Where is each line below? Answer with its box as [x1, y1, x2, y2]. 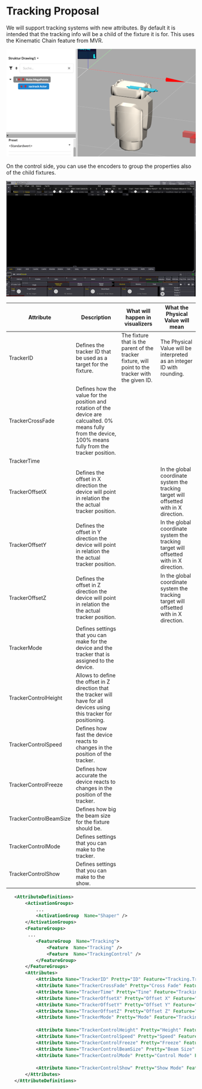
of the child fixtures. [6, 168, 57, 176]
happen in [125, 313, 151, 321]
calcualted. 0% [76, 417, 113, 424]
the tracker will [76, 691, 112, 699]
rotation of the [76, 404, 111, 412]
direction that [76, 685, 109, 692]
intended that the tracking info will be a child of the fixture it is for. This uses [6, 30, 195, 37]
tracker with [121, 370, 151, 377]
